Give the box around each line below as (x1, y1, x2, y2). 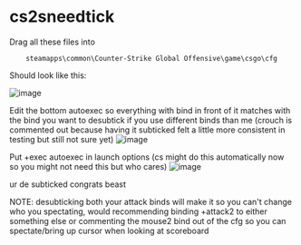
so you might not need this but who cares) (9, 161, 168, 171)
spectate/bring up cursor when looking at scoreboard (9, 225, 209, 236)
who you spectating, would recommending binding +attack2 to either (9, 206, 267, 217)
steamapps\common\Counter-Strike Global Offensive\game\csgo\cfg (25, 54, 278, 63)
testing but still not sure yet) (9, 133, 114, 144)
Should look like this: (9, 70, 87, 81)
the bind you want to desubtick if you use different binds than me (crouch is (9, 114, 293, 125)
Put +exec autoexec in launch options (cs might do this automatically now (9, 152, 285, 162)
